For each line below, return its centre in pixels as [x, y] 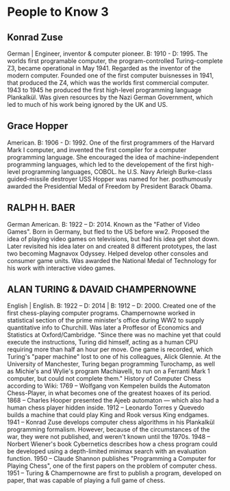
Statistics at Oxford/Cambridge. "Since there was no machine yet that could [114, 335]
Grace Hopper [38, 126]
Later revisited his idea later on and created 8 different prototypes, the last [112, 246]
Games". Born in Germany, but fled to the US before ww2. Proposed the [108, 231]
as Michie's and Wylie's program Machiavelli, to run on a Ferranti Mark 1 [108, 371]
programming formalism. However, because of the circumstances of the [108, 429]
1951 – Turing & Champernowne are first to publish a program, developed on [114, 473]
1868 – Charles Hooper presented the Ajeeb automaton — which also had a [113, 401]
